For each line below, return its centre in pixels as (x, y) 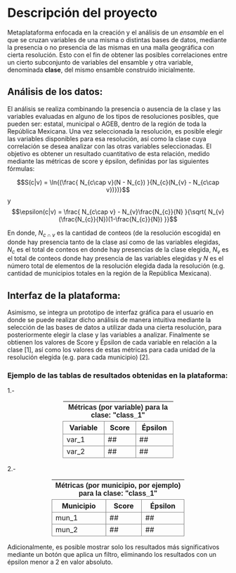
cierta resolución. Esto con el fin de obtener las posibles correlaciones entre (118, 55)
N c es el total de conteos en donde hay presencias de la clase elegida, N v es (118, 250)
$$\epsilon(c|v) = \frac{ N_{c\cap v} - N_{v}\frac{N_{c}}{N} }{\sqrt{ (109, 212)
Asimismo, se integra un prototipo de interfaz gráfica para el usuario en (111, 313)
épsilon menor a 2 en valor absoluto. (60, 562)
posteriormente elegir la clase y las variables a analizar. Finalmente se (109, 335)
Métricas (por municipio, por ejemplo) (118, 486)
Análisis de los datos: (55, 92)
